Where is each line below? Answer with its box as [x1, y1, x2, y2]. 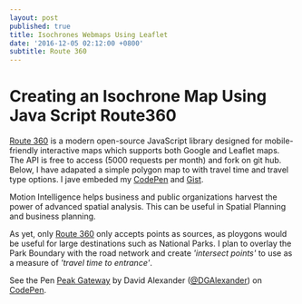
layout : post [9, 13, 59, 23]
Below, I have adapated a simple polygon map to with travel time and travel [9, 164, 288, 175]
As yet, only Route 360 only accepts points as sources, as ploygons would [9, 229, 287, 240]
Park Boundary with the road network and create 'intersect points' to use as [9, 248, 293, 259]
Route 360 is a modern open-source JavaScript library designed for [9, 135, 263, 146]
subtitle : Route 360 [9, 47, 88, 56]
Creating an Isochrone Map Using [9, 86, 268, 107]
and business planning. [9, 211, 97, 222]
